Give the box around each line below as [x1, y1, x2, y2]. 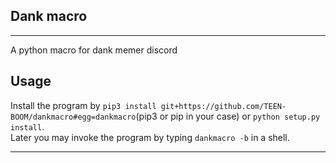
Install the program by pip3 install [10, 99, 157, 111]
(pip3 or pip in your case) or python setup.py [135, 110, 321, 122]
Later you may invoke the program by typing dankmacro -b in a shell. [10, 131, 290, 143]
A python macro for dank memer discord [10, 44, 178, 56]
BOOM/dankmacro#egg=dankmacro [10, 112, 137, 122]
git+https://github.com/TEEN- [160, 101, 287, 111]
